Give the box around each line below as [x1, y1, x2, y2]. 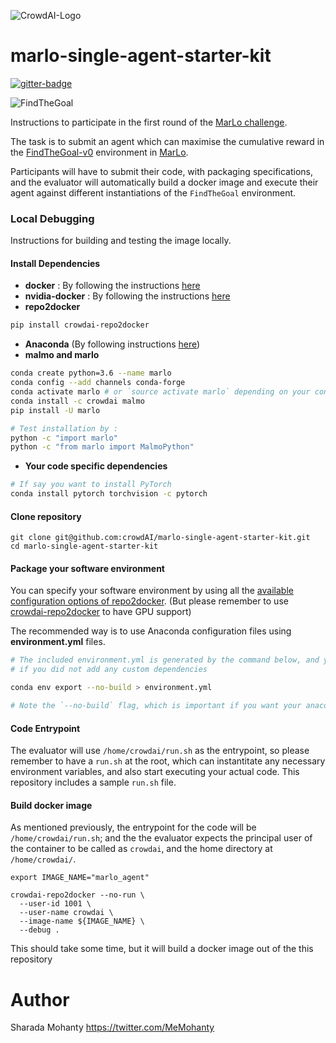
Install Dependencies [10, 257, 101, 269]
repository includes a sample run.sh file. [10, 776, 177, 789]
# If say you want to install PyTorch [10, 480, 172, 490]
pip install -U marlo [10, 405, 101, 415]
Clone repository [10, 510, 82, 522]
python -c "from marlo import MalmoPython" [10, 442, 195, 452]
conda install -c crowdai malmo [10, 396, 145, 406]
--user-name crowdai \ [19, 908, 114, 918]
